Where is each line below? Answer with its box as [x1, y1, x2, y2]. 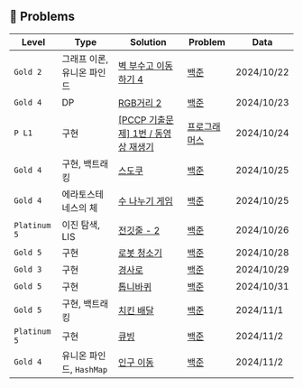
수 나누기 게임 [118, 195, 173, 208]
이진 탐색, [61, 218, 101, 231]
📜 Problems [9, 9, 75, 24]
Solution [129, 35, 167, 48]
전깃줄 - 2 [118, 224, 161, 236]
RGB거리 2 [118, 97, 162, 109]
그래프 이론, [61, 52, 109, 65]
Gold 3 [14, 263, 42, 274]
